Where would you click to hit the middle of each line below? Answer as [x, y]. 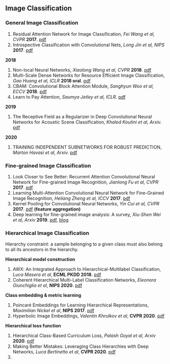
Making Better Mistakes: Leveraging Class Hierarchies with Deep [81, 346]
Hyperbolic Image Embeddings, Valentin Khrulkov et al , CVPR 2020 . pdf [88, 316]
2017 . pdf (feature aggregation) [47, 209]
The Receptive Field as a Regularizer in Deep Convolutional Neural [82, 116]
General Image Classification [42, 23]
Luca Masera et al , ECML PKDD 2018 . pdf [57, 275]
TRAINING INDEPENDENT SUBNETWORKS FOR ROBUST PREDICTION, [87, 147]
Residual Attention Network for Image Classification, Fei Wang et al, [84, 34]
